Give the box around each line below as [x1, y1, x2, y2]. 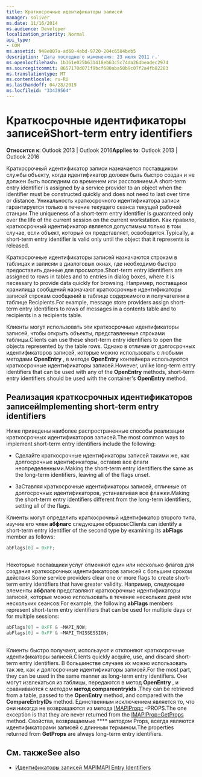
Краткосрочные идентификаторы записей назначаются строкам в [6, 254, 178, 261]
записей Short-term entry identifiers [6, 126, 193, 140]
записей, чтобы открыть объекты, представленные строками [6, 329, 165, 336]
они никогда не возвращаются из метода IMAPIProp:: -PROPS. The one [6, 704, 187, 712]
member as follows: [6, 533, 55, 540]
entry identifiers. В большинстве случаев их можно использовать [19, 660, 188, 666]
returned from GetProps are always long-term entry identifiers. [6, 730, 163, 737]
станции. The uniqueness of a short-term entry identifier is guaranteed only [6, 209, 194, 217]
